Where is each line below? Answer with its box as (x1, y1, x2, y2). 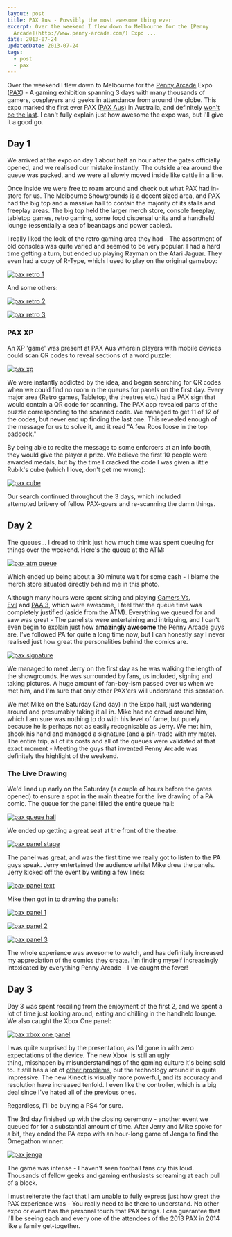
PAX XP (7, 328, 34, 337)
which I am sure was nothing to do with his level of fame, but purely (7, 714, 200, 723)
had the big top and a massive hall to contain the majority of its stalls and (7, 199, 215, 208)
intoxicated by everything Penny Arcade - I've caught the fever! (7, 963, 188, 972)
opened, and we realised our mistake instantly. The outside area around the (7, 164, 223, 172)
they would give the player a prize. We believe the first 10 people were (7, 451, 208, 459)
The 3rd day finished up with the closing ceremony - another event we (7, 1115, 208, 1123)
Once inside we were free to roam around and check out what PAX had (7, 185, 210, 193)
